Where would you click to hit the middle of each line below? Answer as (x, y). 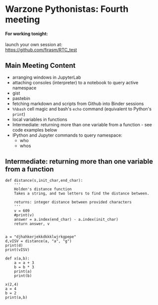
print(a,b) (16, 298)
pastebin (21, 99)
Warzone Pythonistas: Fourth (67, 9)
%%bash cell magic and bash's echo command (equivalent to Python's (82, 109)
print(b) (23, 276)
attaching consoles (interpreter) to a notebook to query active (75, 83)
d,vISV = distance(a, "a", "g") (38, 241)
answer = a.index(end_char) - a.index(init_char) (66, 220)
